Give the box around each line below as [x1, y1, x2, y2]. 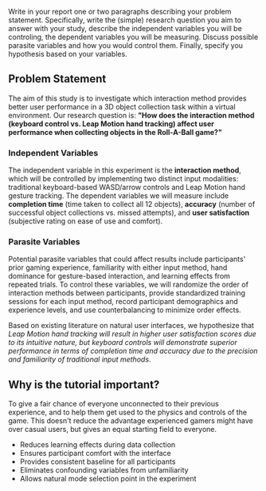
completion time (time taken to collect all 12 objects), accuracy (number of [8, 200, 256, 209]
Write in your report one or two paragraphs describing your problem [8, 7, 232, 16]
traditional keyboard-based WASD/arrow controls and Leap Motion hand [8, 183, 245, 192]
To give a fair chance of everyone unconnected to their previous [8, 399, 219, 409]
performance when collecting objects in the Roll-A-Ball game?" [8, 127, 223, 137]
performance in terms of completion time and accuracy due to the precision [8, 346, 258, 356]
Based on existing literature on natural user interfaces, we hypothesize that [8, 321, 255, 331]
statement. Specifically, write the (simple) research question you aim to [8, 15, 241, 25]
